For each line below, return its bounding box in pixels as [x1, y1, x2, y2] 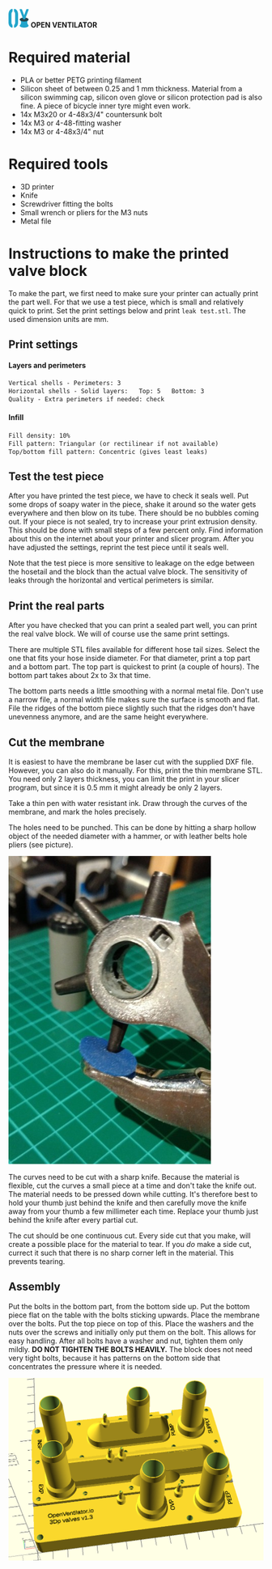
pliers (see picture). [8, 840, 74, 850]
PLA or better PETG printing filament [19, 74, 142, 85]
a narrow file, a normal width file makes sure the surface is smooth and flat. [8, 695, 261, 705]
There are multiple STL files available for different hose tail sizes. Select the [8, 645, 261, 655]
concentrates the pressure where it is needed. [8, 1361, 163, 1372]
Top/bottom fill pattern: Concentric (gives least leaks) [8, 447, 208, 456]
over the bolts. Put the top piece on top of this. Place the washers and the [8, 1318, 254, 1328]
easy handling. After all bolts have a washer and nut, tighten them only [8, 1336, 244, 1346]
